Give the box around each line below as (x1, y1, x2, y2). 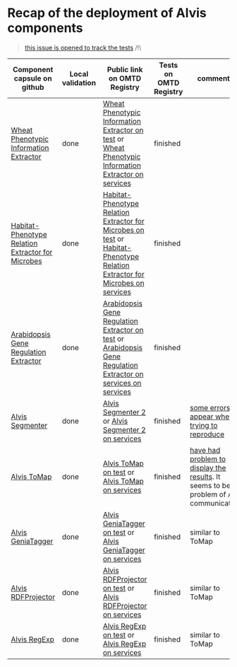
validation (61, 78, 97, 88)
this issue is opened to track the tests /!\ (24, 43, 142, 52)
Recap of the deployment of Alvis (7, 5, 207, 21)
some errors (190, 402, 231, 412)
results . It (190, 472, 221, 482)
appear (190, 412, 214, 422)
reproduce (190, 429, 224, 439)
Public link (107, 64, 143, 74)
